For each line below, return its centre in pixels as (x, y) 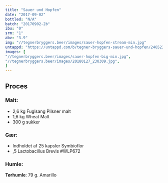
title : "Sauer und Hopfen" (33, 10)
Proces (16, 86)
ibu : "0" (14, 29)
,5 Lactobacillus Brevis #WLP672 (46, 151)
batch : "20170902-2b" (28, 24)
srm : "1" (14, 33)
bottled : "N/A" (21, 19)
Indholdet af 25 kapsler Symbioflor (48, 146)
